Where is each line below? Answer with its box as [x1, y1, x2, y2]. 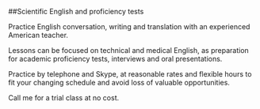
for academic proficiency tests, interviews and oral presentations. [8, 54, 223, 63]
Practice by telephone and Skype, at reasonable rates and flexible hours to [8, 70, 252, 78]
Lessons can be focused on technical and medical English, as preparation [8, 46, 250, 54]
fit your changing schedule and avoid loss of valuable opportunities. [8, 78, 230, 87]
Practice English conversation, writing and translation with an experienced [8, 22, 250, 31]
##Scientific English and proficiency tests [8, 7, 144, 16]
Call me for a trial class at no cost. [8, 93, 120, 102]
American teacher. [8, 31, 69, 39]
